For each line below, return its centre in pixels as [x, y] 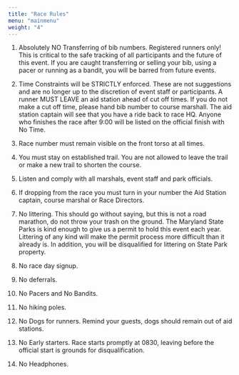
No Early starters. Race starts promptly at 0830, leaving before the [116, 343]
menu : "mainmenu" [34, 21]
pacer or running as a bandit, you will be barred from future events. [117, 70]
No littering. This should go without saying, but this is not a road [112, 214]
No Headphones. [43, 364]
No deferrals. [38, 280]
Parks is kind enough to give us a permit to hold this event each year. [120, 229]
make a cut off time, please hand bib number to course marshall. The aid [125, 107]
